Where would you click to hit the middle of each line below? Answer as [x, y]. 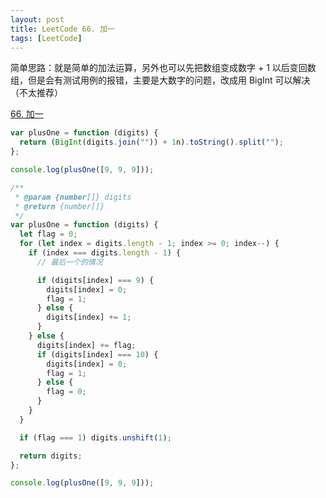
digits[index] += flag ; [86, 345]
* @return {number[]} [59, 206]
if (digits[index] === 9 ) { [95, 280]
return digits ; [51, 456]
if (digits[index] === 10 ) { [97, 354]
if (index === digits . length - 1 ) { [105, 253]
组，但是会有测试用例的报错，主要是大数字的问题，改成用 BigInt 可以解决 [160, 80]
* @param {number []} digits [73, 197]
